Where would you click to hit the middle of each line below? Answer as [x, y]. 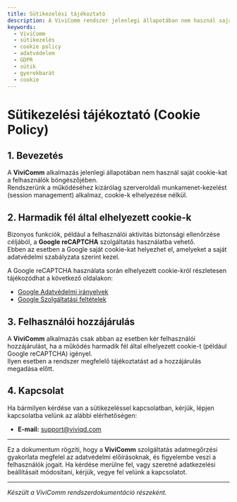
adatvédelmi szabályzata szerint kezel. [63, 257]
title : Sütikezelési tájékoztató [56, 14]
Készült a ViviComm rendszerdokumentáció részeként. [87, 492]
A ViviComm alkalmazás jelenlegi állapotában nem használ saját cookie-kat [117, 173]
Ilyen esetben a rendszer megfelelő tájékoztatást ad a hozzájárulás [104, 361]
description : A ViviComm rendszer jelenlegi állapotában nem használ [112, 21]
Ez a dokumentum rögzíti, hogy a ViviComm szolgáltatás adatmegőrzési [113, 449]
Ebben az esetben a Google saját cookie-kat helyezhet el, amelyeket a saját [117, 250]
